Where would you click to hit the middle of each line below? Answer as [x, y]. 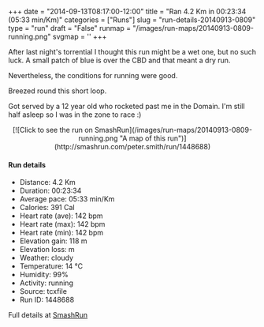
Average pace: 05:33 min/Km [67, 199]
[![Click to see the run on [52, 130]
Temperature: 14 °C [51, 266]
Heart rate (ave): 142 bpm [61, 216]
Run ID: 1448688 [47, 300]
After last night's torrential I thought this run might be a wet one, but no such [132, 52]
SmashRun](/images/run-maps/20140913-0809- [173, 130]
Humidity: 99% [44, 275]
